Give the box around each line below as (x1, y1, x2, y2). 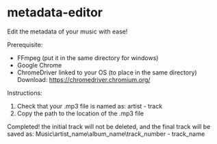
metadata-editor (7, 5, 103, 20)
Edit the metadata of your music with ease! (7, 27, 128, 35)
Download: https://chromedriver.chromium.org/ (16, 75, 151, 83)
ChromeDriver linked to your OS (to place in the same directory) (16, 68, 197, 76)
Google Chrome (16, 61, 62, 69)
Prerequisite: (7, 40, 43, 48)
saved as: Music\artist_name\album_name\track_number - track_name (7, 130, 205, 138)
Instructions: (7, 89, 42, 97)
